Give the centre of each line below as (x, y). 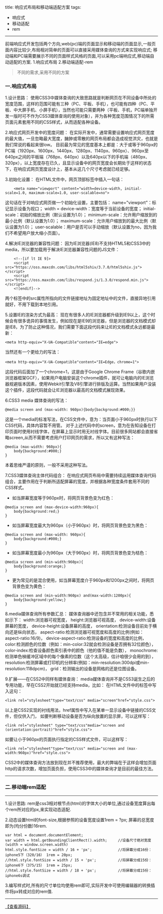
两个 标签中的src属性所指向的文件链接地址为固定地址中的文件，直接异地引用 (81, 298)
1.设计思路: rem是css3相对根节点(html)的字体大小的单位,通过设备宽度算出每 (80, 803)
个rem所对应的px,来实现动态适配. (38, 809)
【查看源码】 (18, 906)
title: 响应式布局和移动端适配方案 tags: (43, 7)
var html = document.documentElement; (44, 835)
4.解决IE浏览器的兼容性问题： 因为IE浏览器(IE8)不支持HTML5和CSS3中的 (78, 243)
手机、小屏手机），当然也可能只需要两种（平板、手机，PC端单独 (90, 110)
